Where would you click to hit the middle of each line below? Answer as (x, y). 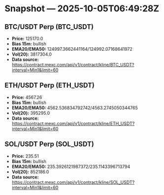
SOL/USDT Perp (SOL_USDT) (49, 144)
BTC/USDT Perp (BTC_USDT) (49, 27)
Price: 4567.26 (27, 97)
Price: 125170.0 (27, 38)
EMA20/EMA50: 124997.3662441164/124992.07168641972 (72, 49)
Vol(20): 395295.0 (31, 113)
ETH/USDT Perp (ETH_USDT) (49, 85)
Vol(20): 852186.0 (30, 172)
